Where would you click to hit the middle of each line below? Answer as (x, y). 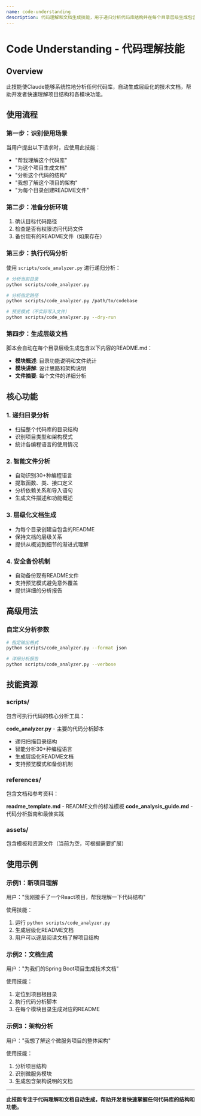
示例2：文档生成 (30, 954)
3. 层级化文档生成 (31, 515)
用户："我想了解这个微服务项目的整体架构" (59, 1040)
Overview (25, 72)
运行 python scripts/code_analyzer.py (63, 923)
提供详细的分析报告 (39, 590)
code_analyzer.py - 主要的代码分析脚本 (55, 729)
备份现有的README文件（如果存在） (60, 236)
